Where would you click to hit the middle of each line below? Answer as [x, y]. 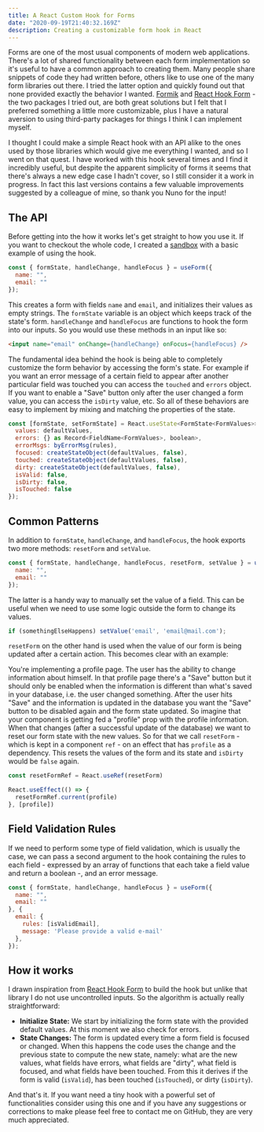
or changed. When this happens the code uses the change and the [128, 1046]
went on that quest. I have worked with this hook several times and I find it [128, 160]
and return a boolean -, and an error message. [83, 873]
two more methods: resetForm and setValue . [80, 548]
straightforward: [34, 1006]
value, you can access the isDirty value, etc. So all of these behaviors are [128, 401]
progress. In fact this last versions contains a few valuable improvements [126, 185]
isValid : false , [42, 475]
